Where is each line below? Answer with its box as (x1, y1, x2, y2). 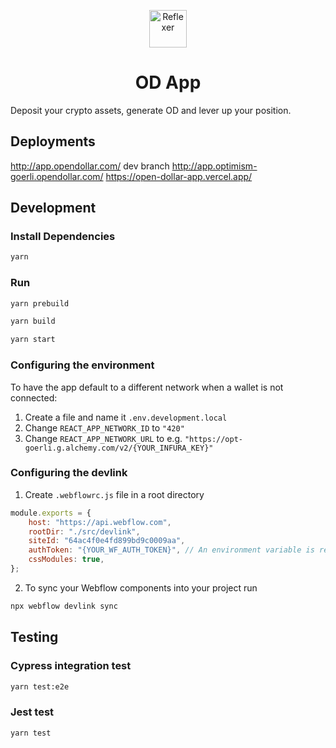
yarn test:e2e (10, 681, 70, 692)
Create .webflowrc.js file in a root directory (24, 488, 205, 500)
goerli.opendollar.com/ (10, 170, 104, 182)
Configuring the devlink (10, 466, 128, 480)
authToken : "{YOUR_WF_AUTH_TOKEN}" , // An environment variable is (28, 545, 315, 555)
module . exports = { (10, 508, 92, 518)
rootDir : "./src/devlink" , (28, 526, 141, 537)
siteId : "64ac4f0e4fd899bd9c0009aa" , (28, 536, 186, 546)
